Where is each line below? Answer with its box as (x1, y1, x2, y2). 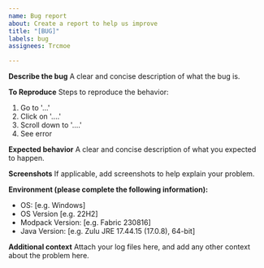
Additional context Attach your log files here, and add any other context (8, 242, 250, 252)
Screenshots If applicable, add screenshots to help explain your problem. (8, 169, 255, 179)
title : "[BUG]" (8, 27, 60, 35)
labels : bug (8, 34, 49, 43)
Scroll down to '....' (19, 120, 83, 130)
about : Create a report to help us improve (8, 19, 158, 28)
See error (19, 129, 53, 139)
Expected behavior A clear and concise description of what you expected (8, 145, 257, 154)
